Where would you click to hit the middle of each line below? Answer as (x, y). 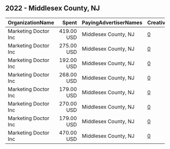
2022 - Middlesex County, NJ (53, 8)
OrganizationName (31, 22)
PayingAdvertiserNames (112, 22)
